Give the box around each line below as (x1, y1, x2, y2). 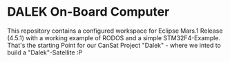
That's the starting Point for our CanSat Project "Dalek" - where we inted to (7, 41, 221, 49)
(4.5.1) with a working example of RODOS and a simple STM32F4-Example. (7, 33, 221, 42)
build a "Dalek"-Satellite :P (7, 48, 83, 57)
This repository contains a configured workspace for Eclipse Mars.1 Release (7, 27, 223, 35)
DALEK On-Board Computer (7, 4, 170, 20)
